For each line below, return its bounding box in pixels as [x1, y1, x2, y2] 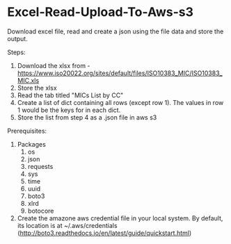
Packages [17, 140, 47, 148]
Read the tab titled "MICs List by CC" [17, 91, 124, 99]
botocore [27, 206, 54, 215]
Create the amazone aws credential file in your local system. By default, [17, 213, 223, 222]
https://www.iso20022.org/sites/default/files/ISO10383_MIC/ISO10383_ [17, 69, 223, 77]
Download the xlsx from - [17, 61, 90, 70]
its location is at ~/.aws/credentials [17, 221, 118, 229]
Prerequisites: [7, 127, 47, 135]
